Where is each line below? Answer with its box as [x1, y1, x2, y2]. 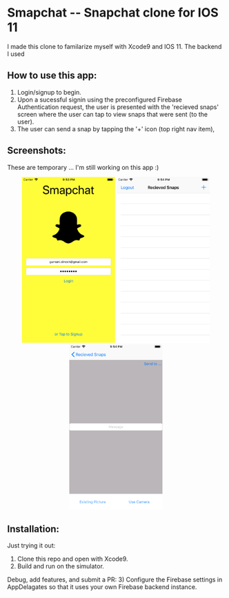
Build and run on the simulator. [17, 562, 105, 570]
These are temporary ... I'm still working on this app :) [7, 163, 159, 171]
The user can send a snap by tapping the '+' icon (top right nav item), [17, 124, 215, 133]
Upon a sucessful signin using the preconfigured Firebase [17, 95, 183, 104]
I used [7, 50, 26, 58]
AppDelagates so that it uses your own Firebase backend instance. [7, 583, 197, 591]
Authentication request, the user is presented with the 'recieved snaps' [17, 102, 219, 111]
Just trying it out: [7, 541, 56, 550]
